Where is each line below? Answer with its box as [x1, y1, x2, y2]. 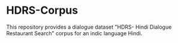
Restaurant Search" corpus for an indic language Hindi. [6, 29, 143, 36]
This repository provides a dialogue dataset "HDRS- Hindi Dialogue [6, 23, 172, 30]
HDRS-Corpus [6, 4, 79, 17]
